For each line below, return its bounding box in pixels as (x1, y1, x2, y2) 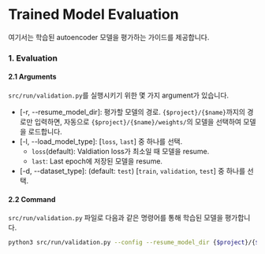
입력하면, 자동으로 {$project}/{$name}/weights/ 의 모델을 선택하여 (34, 117, 242, 127)
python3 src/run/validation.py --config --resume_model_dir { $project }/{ (8, 238, 256, 247)
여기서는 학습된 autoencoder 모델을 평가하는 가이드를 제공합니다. (8, 32, 210, 42)
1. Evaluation (8, 53, 58, 64)
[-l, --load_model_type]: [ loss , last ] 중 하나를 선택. (19, 137, 183, 146)
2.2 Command (8, 194, 56, 204)
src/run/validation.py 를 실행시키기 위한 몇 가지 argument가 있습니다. (8, 90, 230, 100)
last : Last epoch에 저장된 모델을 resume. (31, 156, 163, 166)
